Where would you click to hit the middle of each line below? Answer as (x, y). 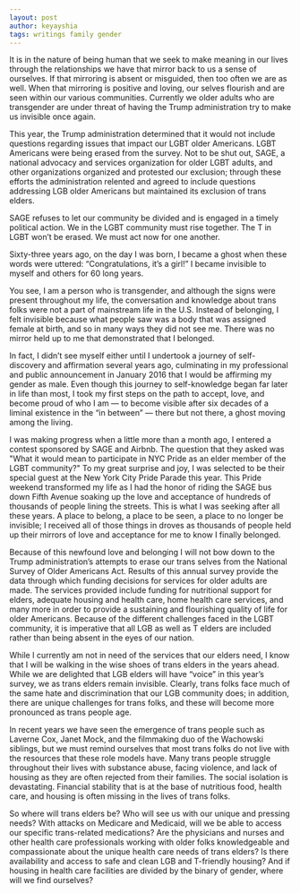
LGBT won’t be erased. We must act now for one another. (115, 237)
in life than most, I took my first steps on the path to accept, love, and (137, 394)
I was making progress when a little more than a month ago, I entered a (140, 440)
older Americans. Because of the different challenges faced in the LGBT (142, 619)
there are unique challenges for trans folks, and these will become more (142, 703)
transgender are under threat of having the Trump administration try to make (150, 107)
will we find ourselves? (51, 880)
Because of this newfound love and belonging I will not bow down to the (142, 553)
